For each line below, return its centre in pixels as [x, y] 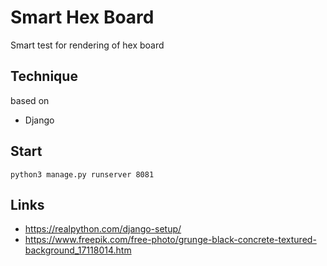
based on [30, 100]
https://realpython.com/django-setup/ [103, 229]
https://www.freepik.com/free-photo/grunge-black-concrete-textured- [170, 240]
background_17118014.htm [78, 250]
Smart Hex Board [82, 17]
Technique [44, 76]
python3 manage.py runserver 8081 [82, 174]
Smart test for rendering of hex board [87, 45]
